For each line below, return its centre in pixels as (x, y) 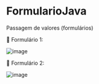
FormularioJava (46, 11)
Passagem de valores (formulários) (50, 28)
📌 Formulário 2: (25, 63)
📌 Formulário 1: (25, 39)
